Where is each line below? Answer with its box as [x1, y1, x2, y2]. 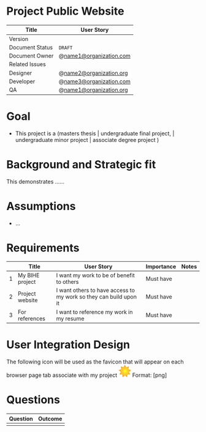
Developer [9, 78, 36, 85]
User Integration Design [6, 338, 131, 352]
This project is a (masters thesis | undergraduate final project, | [15, 130, 175, 137]
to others [56, 278, 79, 286]
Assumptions [6, 199, 76, 213]
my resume [56, 315, 85, 322]
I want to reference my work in [56, 308, 133, 316]
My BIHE [18, 272, 40, 279]
